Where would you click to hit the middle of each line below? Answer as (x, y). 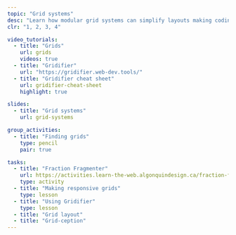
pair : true (36, 149)
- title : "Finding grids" (52, 136)
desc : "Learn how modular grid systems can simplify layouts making (110, 20)
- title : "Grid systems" (50, 111)
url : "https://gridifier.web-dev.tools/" (81, 72)
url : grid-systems (47, 117)
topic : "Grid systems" (40, 14)
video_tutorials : (33, 39)
